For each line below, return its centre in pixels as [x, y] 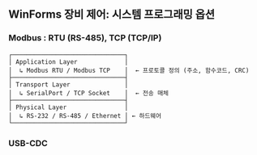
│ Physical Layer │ [69, 107]
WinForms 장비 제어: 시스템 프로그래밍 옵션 [112, 15]
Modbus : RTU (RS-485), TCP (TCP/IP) [85, 38]
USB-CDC [28, 143]
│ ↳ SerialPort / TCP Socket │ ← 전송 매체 [88, 93]
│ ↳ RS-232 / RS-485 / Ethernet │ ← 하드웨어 [85, 115]
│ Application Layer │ [69, 62]
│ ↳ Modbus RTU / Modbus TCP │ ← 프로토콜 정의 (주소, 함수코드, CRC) [129, 70]
